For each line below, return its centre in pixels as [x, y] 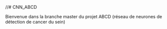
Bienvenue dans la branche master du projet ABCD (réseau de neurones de [84, 16]
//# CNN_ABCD [21, 7]
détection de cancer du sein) [35, 22]
